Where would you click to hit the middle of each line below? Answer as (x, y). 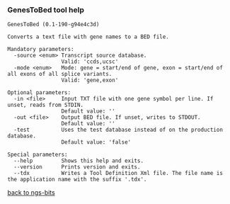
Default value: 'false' (96, 142)
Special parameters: (38, 155)
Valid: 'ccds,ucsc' (90, 62)
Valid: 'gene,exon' (90, 80)
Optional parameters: (39, 93)
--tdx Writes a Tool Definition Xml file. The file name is (118, 174)
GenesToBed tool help (46, 10)
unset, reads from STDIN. (45, 105)
